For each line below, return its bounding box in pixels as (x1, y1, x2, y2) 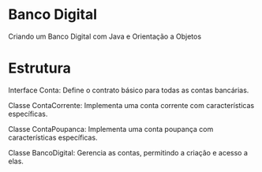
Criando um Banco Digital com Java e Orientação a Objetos (8, 32, 202, 41)
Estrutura (8, 59, 71, 77)
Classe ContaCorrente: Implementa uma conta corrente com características (8, 100, 255, 110)
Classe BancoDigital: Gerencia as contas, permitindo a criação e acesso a (8, 148, 249, 157)
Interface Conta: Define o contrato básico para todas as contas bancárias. (8, 85, 249, 95)
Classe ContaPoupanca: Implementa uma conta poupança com (8, 124, 214, 133)
